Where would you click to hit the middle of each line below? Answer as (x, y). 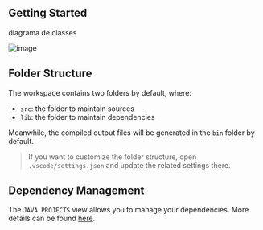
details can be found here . (52, 218)
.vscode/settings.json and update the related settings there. (129, 165)
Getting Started (48, 13)
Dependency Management (76, 191)
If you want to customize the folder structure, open (112, 157)
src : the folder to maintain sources (77, 109)
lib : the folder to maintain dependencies (87, 117)
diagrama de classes (43, 32)
